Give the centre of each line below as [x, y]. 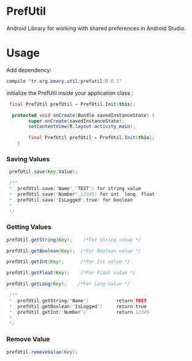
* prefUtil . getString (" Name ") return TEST [78, 301]
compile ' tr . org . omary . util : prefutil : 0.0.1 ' [64, 81]
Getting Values [29, 227]
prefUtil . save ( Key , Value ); [44, 172]
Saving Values [28, 159]
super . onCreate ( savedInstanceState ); [76, 121]
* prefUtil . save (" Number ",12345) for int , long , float [82, 194]
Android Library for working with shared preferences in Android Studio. [96, 28]
